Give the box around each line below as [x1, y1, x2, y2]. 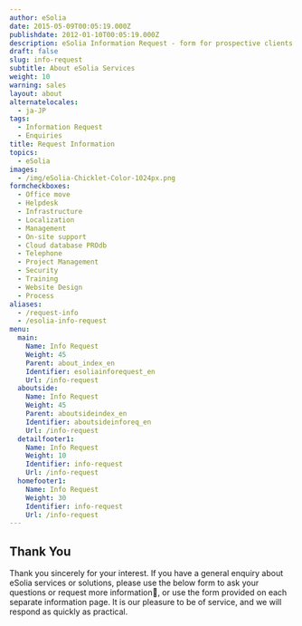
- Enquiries [17, 131, 63, 140]
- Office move [17, 190, 71, 199]
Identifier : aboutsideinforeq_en [25, 418, 152, 427]
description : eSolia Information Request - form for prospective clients [9, 38, 294, 48]
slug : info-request [9, 55, 83, 64]
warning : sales [9, 81, 67, 90]
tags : [9, 114, 30, 123]
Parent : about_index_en [25, 359, 116, 368]
